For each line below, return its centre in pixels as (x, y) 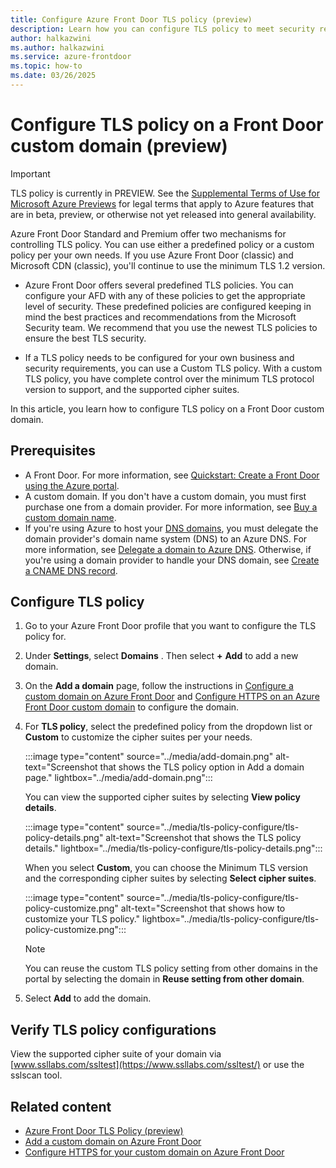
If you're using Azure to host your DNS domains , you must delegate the (171, 528)
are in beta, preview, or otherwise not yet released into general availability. (163, 214)
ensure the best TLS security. (85, 338)
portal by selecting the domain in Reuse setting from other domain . (164, 979)
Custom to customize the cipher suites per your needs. (138, 737)
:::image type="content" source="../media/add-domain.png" (149, 757)
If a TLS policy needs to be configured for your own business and (159, 357)
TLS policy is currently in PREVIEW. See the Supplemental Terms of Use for (165, 193)
